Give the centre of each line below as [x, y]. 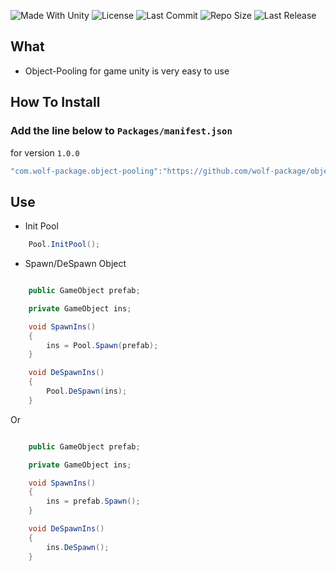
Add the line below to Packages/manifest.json [121, 131]
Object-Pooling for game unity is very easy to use [127, 71]
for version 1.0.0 [45, 152]
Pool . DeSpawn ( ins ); [87, 391]
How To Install [55, 102]
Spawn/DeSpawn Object [75, 264]
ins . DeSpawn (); [78, 547]
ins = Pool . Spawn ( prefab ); [102, 345]
